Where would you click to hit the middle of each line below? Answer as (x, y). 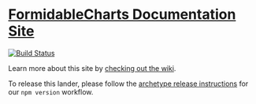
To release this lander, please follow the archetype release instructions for (128, 84)
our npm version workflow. (51, 91)
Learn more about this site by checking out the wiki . (92, 68)
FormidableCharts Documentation (122, 15)
